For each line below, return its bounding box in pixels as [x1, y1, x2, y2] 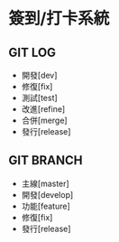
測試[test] [21, 92, 58, 103]
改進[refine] [21, 104, 66, 114]
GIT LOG [8, 44, 56, 60]
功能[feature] [21, 200, 70, 211]
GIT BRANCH [8, 153, 83, 168]
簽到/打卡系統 [8, 8, 110, 29]
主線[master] [21, 178, 69, 189]
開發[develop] [21, 189, 74, 200]
